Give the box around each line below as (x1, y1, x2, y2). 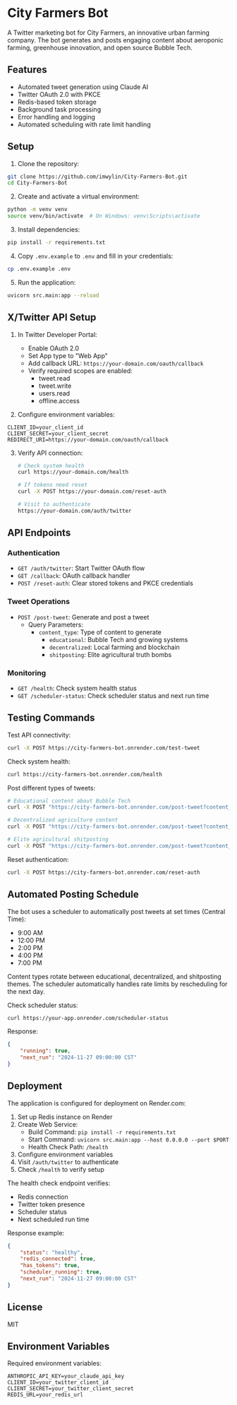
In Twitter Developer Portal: (17, 330, 97, 338)
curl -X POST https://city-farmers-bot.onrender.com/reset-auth (7, 869, 200, 876)
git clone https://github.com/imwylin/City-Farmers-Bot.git (7, 173, 188, 180)
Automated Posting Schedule (7, 889, 139, 901)
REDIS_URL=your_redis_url (7, 1392, 83, 1399)
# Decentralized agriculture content (7, 817, 119, 824)
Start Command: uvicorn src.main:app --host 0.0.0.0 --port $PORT (28, 1135, 229, 1144)
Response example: (7, 1228, 65, 1237)
